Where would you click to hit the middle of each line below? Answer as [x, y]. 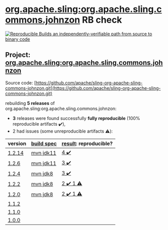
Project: [18, 55]
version [17, 143]
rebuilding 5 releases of [30, 103]
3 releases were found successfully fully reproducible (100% [76, 118]
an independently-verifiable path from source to [102, 34]
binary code [18, 39]
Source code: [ [21, 83]
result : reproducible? [87, 143]
